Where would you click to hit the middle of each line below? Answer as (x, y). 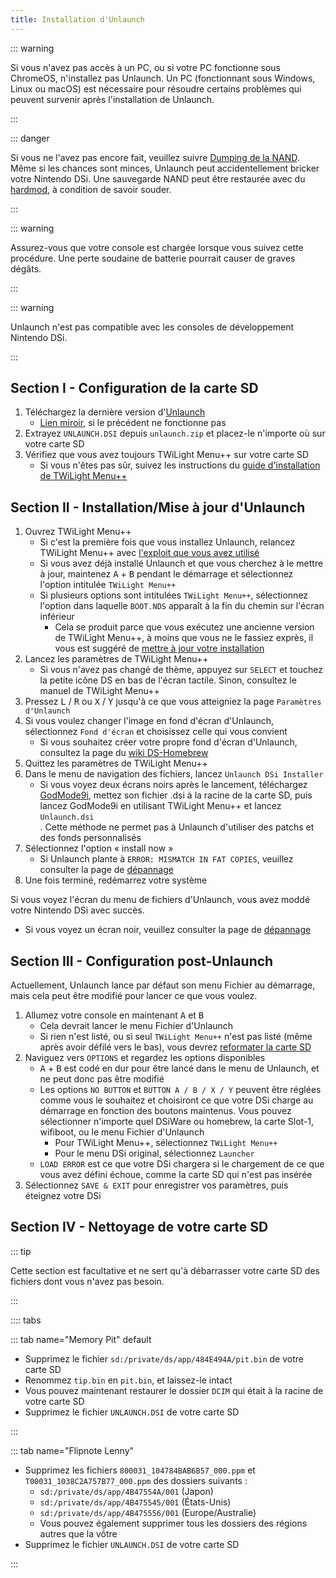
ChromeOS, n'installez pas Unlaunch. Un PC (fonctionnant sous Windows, (163, 78)
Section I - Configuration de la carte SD (134, 388)
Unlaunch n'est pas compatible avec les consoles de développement (152, 327)
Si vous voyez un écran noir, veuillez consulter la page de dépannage (168, 930)
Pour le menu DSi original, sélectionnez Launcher (154, 1153)
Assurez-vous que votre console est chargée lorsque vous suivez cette (157, 247)
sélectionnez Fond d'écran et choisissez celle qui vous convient (156, 732)
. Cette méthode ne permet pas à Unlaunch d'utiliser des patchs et (177, 827)
